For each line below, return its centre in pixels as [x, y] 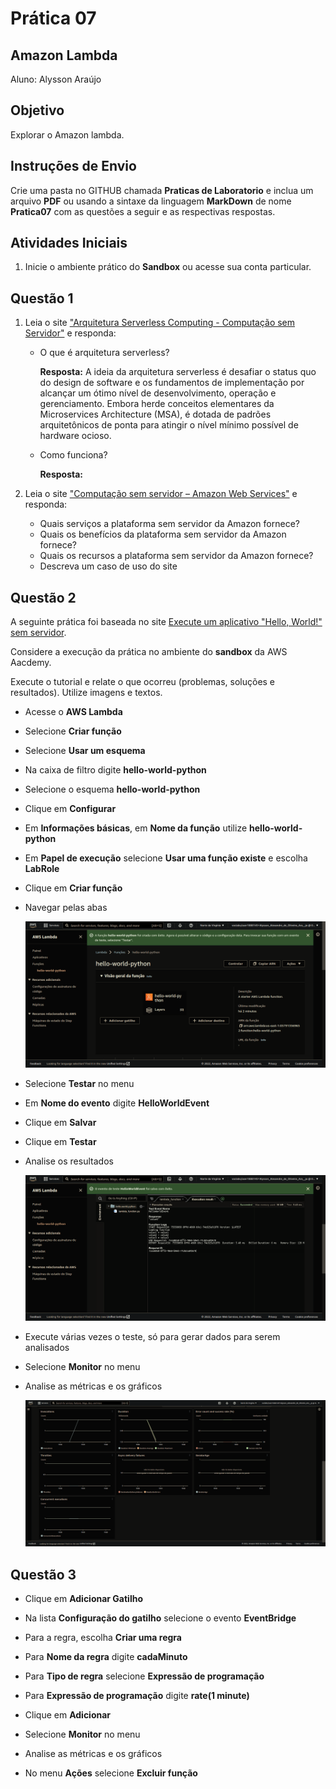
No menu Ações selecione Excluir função [111, 1773]
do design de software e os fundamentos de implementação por [172, 383]
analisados [47, 1347]
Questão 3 [43, 1574]
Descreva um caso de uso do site [108, 566]
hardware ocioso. [75, 436]
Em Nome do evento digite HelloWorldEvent [117, 1103]
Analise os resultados [69, 1161]
